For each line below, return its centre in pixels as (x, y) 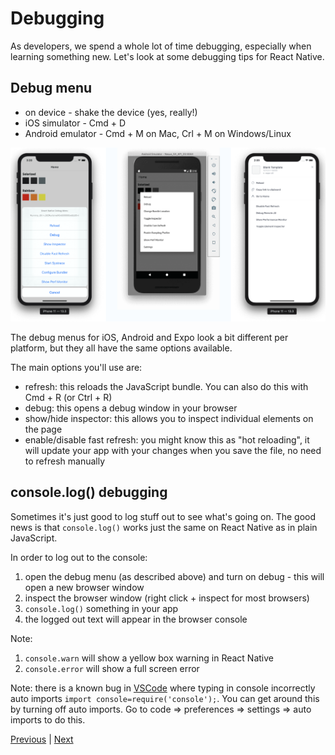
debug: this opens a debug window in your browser (131, 408)
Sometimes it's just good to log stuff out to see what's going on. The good (163, 516)
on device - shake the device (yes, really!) (111, 112)
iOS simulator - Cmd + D (75, 123)
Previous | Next (42, 739)
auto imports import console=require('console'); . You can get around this (165, 698)
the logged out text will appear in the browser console (136, 619)
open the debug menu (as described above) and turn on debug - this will (174, 576)
